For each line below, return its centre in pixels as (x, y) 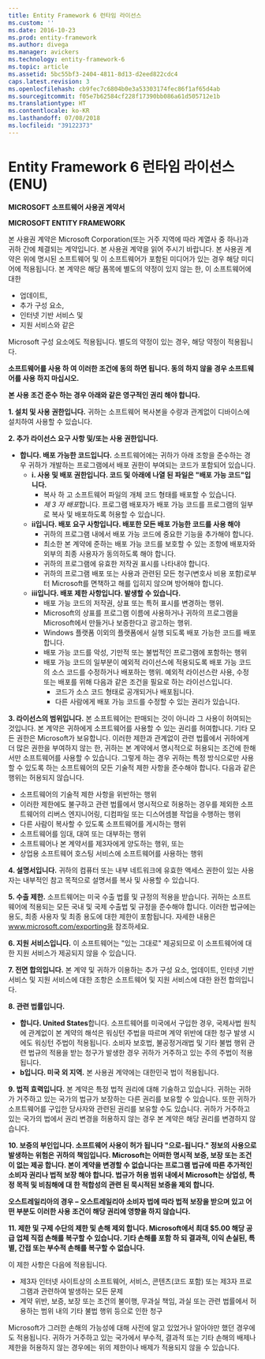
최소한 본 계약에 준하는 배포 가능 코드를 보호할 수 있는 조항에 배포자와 (149, 543)
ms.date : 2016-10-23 (42, 30)
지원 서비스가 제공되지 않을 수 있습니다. (76, 953)
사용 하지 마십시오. (51, 378)
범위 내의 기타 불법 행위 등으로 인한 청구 (102, 1311)
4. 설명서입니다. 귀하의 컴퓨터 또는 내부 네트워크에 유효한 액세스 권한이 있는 (124, 870)
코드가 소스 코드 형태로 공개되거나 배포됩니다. (125, 692)
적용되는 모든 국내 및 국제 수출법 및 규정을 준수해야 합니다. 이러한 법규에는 (142, 906)
